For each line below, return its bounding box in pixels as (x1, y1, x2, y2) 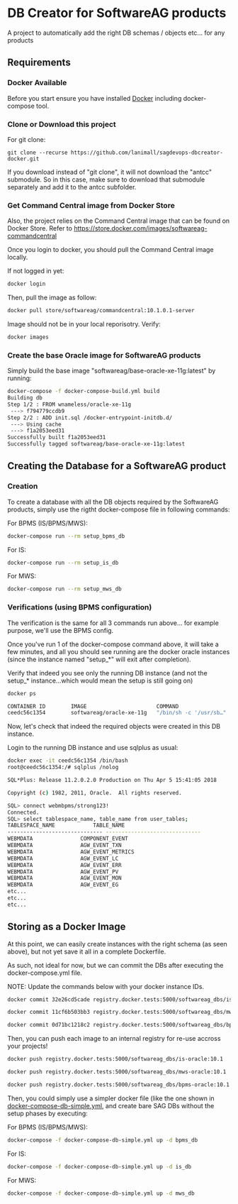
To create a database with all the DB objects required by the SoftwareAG (7, 497, 219, 506)
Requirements (7, 57, 71, 69)
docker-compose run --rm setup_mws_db (7, 585, 122, 593)
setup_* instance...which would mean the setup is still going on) (7, 676, 193, 685)
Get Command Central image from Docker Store (7, 200, 175, 210)
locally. (7, 253, 28, 262)
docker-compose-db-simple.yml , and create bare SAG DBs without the (7, 1101, 215, 1110)
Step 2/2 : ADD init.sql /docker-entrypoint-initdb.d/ (7, 414, 173, 421)
